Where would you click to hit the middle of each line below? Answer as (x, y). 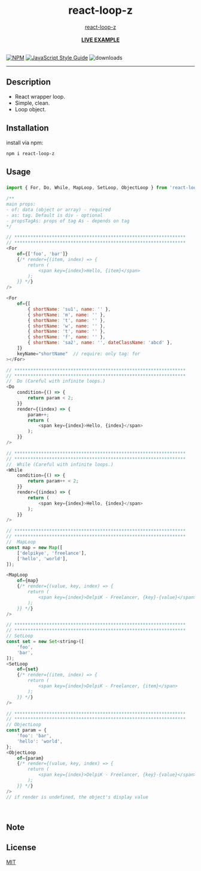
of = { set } (28, 669)
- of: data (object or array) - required (59, 210)
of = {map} (28, 581)
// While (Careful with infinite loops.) (60, 465)
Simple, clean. (32, 103)
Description (28, 82)
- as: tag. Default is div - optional (54, 215)
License (21, 848)
